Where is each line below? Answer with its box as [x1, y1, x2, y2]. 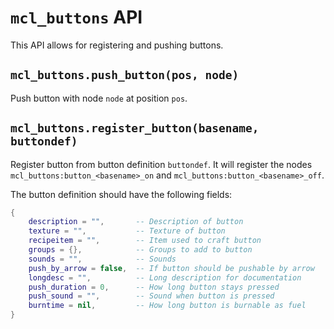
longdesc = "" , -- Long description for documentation [28, 272, 302, 283]
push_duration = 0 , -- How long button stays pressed [28, 282, 280, 292]
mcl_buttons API [10, 6, 143, 29]
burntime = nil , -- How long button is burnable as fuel [28, 301, 307, 311]
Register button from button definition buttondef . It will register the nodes [10, 158, 313, 170]
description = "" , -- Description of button [28, 217, 244, 227]
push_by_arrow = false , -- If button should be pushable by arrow [28, 263, 315, 273]
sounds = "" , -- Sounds [28, 254, 177, 264]
